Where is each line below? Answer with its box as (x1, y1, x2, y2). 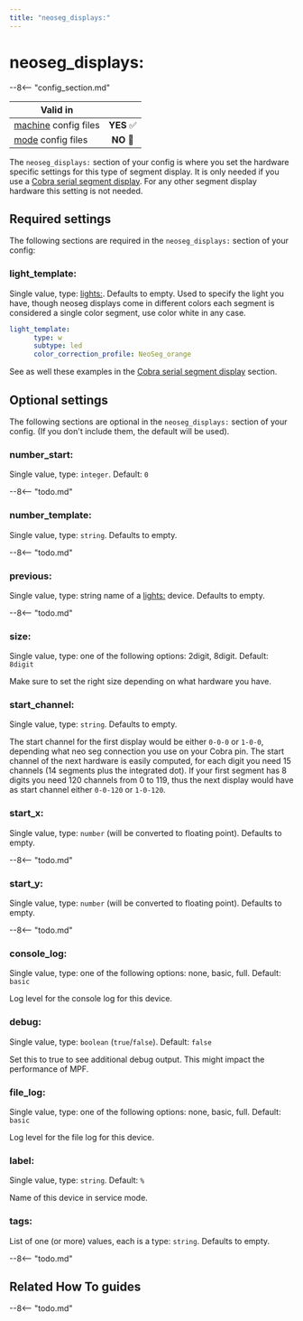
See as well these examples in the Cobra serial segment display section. (9, 367, 278, 377)
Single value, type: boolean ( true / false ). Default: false (9, 1036, 212, 1047)
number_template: (9, 509, 92, 522)
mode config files (14, 133, 88, 145)
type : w (32, 333, 63, 342)
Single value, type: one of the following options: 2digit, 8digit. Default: (9, 651, 269, 662)
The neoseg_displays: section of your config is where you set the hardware (9, 156, 290, 167)
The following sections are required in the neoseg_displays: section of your (9, 236, 289, 247)
